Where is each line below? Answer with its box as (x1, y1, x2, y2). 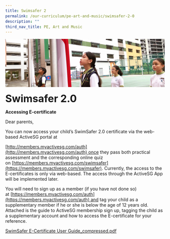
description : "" (5, 19, 39, 24)
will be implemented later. (5, 176, 59, 182)
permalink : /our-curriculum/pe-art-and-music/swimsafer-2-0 (5, 13, 135, 19)
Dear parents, (5, 119, 34, 125)
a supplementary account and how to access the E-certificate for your (5, 213, 152, 219)
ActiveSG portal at (19, 134, 58, 140)
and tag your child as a (90, 196, 138, 203)
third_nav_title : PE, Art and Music (5, 24, 82, 29)
